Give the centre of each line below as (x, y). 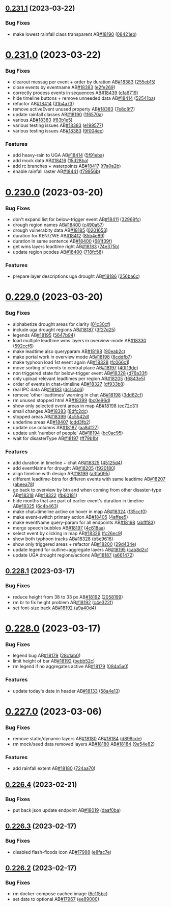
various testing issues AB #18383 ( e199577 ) (58, 125)
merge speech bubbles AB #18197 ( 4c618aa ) (59, 528)
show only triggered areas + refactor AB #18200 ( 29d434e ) (74, 544)
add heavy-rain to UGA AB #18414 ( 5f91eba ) (58, 155)
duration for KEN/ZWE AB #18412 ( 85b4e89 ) (59, 235)
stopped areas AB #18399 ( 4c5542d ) (51, 416)
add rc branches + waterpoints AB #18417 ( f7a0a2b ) (67, 166)
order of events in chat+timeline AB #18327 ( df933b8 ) (69, 384)
